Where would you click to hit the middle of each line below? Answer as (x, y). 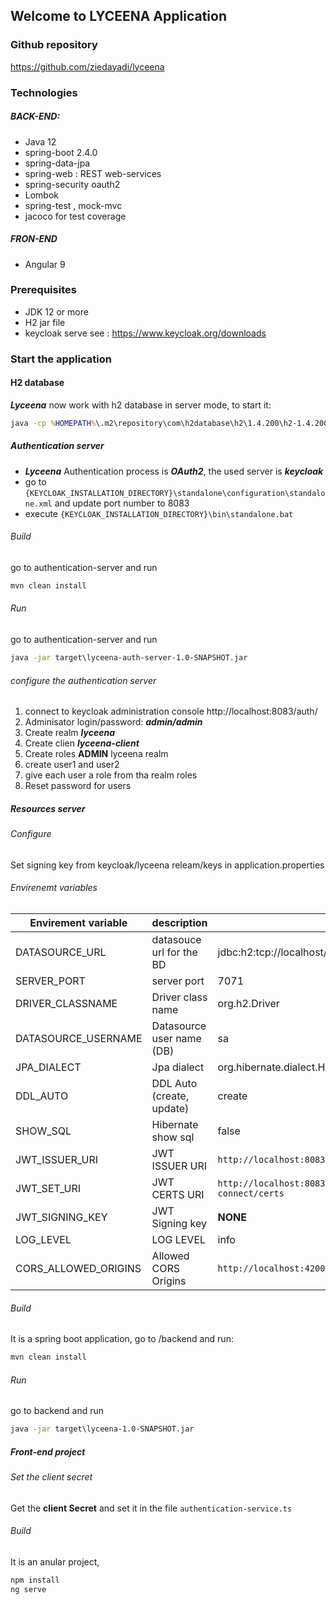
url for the (174, 952)
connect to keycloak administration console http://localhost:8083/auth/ (171, 711)
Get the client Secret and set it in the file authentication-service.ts (151, 1508)
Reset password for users (78, 786)
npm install (35, 1580)
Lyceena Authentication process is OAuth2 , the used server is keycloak (174, 471)
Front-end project (48, 1451)
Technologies (44, 92)
